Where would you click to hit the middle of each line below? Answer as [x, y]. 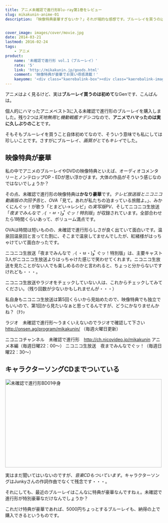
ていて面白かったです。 [38, 242]
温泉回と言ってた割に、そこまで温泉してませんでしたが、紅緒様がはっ [85, 236]
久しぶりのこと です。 [31, 124]
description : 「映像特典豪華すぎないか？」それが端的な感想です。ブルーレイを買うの [83, 19]
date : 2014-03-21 [23, 37]
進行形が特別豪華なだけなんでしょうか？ [47, 498]
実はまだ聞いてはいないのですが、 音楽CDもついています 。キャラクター [78, 475]
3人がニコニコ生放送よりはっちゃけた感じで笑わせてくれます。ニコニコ [78, 259]
